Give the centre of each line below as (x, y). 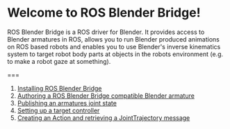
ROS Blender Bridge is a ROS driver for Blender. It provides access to (106, 32)
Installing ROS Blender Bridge (59, 88)
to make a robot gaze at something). (59, 61)
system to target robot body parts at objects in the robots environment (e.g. (115, 54)
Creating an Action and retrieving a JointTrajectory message (104, 118)
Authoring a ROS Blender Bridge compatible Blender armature (106, 96)
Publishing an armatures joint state (67, 103)
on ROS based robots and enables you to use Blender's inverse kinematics (114, 46)
